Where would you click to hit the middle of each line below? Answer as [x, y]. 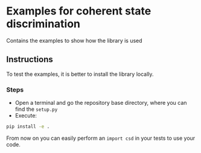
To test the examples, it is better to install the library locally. [80, 74]
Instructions [30, 59]
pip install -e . [28, 127]
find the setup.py [36, 109]
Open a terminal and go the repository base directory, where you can [101, 103]
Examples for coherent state [79, 11]
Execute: [26, 116]
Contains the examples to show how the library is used [75, 40]
